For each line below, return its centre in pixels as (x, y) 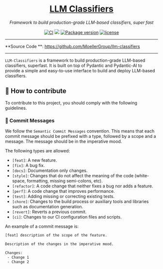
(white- (142, 176)
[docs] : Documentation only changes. (50, 170)
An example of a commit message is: (42, 226)
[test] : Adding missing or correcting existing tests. (63, 196)
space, (19, 181)
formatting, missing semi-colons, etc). (65, 181)
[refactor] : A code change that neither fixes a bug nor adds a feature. (82, 186)
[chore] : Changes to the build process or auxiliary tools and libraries (80, 202)
